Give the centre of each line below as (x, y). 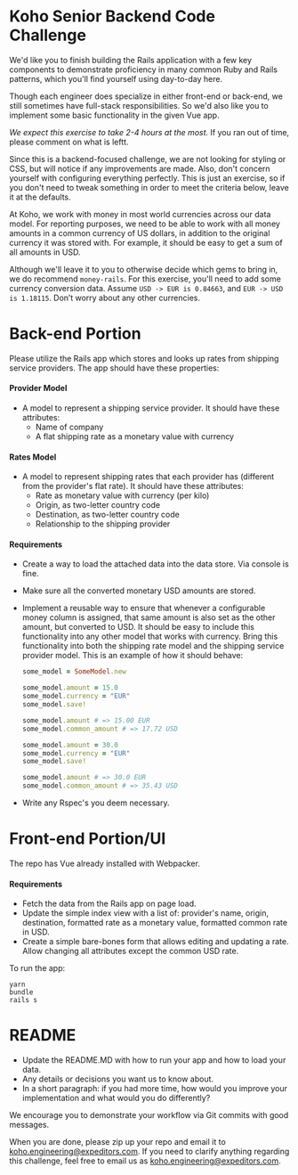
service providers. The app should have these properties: (114, 368)
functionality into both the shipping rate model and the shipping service (153, 646)
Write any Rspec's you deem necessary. (96, 803)
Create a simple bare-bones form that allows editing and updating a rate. (155, 942)
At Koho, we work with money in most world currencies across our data (140, 214)
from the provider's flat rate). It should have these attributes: (133, 486)
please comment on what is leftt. (69, 142)
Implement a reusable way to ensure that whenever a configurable (144, 608)
